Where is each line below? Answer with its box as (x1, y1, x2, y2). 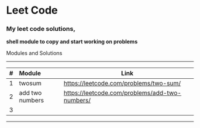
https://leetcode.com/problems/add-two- (63, 89, 182, 97)
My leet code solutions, (6, 25, 76, 33)
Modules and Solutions (6, 50, 62, 57)
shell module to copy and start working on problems (6, 38, 138, 45)
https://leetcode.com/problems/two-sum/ (63, 79, 182, 88)
